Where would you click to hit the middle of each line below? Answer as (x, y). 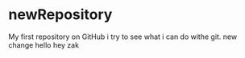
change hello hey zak (44, 44)
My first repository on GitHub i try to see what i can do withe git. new (123, 37)
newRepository (60, 15)
